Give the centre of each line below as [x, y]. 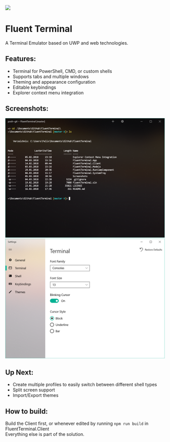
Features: [21, 59]
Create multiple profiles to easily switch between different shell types [85, 385]
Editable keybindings [34, 87]
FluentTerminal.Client [27, 429]
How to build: [27, 411]
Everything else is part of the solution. [45, 434]
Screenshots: [27, 109]
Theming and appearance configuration [54, 82]
